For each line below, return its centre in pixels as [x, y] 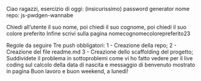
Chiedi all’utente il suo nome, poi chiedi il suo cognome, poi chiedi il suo [97, 27]
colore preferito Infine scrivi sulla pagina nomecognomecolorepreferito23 [98, 33]
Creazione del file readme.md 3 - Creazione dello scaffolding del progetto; [100, 52]
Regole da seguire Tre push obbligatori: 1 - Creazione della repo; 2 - [91, 45]
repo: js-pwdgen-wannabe [40, 15]
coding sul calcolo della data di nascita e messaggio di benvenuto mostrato [101, 65]
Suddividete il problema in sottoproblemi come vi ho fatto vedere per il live [100, 58]
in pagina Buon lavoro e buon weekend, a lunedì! [67, 71]
